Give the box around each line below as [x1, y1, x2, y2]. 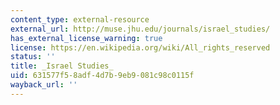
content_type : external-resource [10, 14, 150, 25]
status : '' [10, 52, 56, 62]
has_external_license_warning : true [10, 33, 163, 43]
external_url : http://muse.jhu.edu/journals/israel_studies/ [10, 24, 271, 34]
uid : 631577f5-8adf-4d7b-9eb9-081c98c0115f [10, 71, 195, 81]
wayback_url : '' [10, 80, 78, 90]
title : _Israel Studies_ [10, 61, 114, 71]
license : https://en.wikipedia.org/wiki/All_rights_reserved [10, 42, 271, 53]
